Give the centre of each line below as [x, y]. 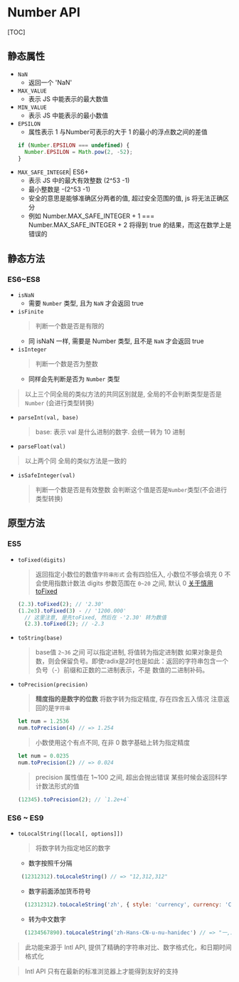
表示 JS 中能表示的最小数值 [68, 115]
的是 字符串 [56, 708]
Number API [44, 12]
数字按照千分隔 [50, 863]
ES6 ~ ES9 [26, 818]
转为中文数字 [47, 919]
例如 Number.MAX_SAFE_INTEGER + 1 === [91, 216]
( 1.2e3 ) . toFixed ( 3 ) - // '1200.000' [72, 611]
